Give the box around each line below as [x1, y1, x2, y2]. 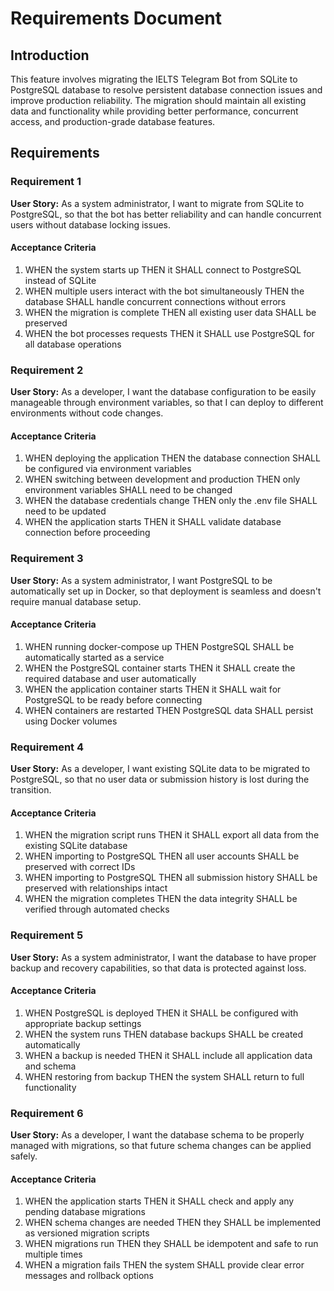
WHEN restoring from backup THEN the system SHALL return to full [24, 1070, 305, 1082]
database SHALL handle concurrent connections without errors [24, 295, 287, 307]
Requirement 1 [10, 175, 82, 189]
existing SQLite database [24, 840, 128, 852]
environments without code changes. [10, 407, 164, 419]
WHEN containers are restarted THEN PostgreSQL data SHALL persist [24, 704, 314, 716]
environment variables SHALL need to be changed [24, 484, 233, 496]
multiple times [24, 1248, 83, 1261]
